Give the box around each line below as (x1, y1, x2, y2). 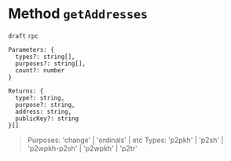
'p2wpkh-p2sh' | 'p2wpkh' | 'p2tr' (27, 143, 137, 153)
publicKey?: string (15, 115, 79, 123)
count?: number (15, 66, 65, 75)
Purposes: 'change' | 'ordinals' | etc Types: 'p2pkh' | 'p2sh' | (27, 135, 224, 145)
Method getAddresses (8, 5, 148, 23)
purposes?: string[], (15, 60, 86, 68)
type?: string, (15, 93, 65, 102)
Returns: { (8, 87, 44, 95)
